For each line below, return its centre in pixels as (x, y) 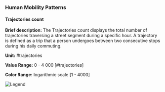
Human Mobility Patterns (36, 7)
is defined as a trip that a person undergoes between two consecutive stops (83, 41)
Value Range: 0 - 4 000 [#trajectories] (44, 65)
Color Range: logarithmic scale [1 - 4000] (48, 75)
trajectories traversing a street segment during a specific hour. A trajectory (81, 36)
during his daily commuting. (33, 46)
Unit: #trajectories (24, 55)
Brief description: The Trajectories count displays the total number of (76, 30)
